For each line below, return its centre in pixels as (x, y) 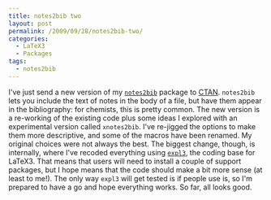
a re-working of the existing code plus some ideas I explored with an (123, 118)
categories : (28, 39)
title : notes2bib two (45, 16)
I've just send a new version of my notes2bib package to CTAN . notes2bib (132, 92)
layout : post (30, 24)
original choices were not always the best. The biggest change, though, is (132, 144)
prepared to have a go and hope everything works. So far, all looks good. (130, 187)
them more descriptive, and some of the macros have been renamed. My (130, 135)
